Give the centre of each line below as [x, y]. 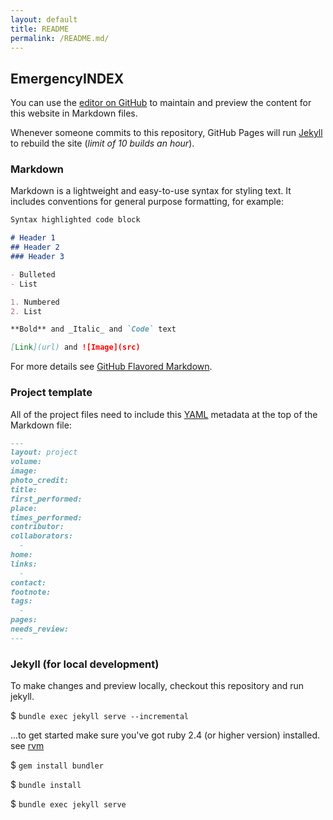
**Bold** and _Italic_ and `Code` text [93, 329]
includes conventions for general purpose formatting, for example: [147, 202]
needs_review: [40, 629]
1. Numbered [35, 302]
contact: [28, 582]
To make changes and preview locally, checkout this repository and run [157, 686]
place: [24, 508]
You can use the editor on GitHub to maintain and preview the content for [161, 103]
